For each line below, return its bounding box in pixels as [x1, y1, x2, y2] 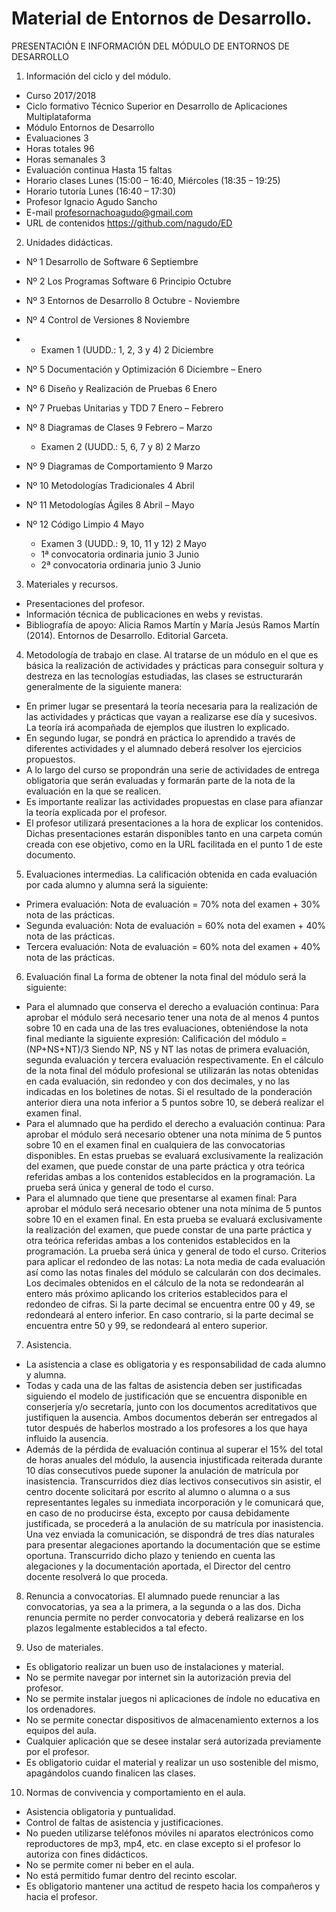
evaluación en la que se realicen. [25, 785, 162, 797]
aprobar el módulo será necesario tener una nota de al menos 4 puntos [25, 1011, 320, 1023]
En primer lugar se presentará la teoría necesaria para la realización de [25, 700, 318, 712]
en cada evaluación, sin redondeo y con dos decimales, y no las [25, 1075, 291, 1087]
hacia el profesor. [25, 1890, 98, 1902]
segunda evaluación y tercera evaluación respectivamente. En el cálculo [25, 1053, 324, 1066]
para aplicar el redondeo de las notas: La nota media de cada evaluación [25, 1255, 326, 1267]
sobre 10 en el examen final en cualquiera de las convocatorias [25, 1138, 286, 1151]
